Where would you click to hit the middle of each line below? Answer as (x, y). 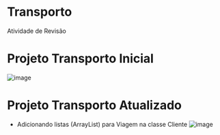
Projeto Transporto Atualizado (95, 105)
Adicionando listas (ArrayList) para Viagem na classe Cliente (102, 124)
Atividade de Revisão (37, 31)
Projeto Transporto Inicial (80, 59)
